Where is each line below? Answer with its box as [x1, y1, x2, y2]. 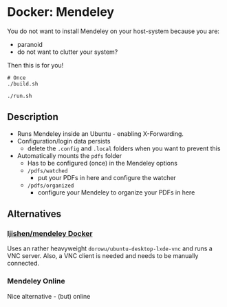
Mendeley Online [7, 277, 65, 286]
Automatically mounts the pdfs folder [17, 151, 122, 159]
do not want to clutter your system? [17, 48, 118, 56]
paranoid [17, 40, 43, 48]
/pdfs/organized [27, 182, 74, 189]
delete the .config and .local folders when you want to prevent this [27, 144, 221, 152]
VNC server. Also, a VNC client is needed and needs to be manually [7, 252, 199, 260]
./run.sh [7, 92, 32, 99]
